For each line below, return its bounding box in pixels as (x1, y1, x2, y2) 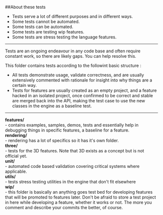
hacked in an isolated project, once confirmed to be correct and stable (12, 93, 153, 99)
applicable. (5, 168, 27, 174)
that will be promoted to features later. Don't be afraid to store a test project (5, 194, 156, 200)
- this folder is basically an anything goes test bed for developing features (5, 189, 153, 195)
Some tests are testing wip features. (12, 29, 84, 34)
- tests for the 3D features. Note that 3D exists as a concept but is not (5, 148, 145, 153)
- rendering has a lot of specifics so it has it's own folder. (5, 138, 119, 143)
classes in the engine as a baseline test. (12, 103, 92, 109)
